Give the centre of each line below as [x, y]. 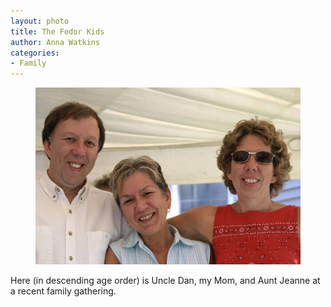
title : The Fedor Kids [57, 31]
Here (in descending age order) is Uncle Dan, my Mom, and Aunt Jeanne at [165, 280]
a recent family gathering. [63, 291]
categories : [35, 53]
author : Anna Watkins [55, 42]
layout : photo [40, 21]
